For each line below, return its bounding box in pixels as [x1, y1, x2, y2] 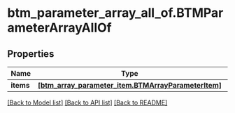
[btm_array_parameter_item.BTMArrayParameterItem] [37, 81, 222, 90]
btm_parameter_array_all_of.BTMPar [7, 5, 224, 21]
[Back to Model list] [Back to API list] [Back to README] [7, 98, 168, 107]
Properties [7, 48, 55, 60]
